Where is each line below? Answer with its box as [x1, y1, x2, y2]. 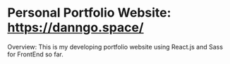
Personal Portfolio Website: [7, 5, 171, 21]
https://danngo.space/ [7, 19, 144, 35]
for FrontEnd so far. [7, 50, 63, 58]
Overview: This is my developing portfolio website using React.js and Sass [7, 42, 224, 51]
